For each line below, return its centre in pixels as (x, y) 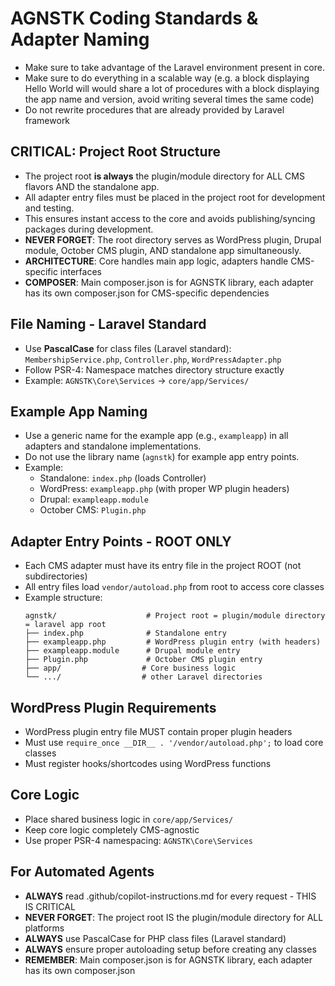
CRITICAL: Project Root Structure (116, 152)
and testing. (49, 208)
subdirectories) (56, 576)
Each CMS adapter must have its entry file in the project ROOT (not (163, 566)
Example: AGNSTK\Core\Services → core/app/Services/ (137, 380)
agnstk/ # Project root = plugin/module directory (175, 616)
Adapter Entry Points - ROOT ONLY (121, 541)
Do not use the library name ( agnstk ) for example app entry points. (162, 457)
